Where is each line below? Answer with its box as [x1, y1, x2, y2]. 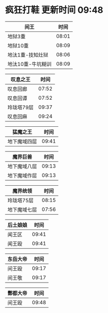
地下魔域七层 [7, 206, 38, 213]
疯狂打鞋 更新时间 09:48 [5, 4, 104, 16]
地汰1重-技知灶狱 [7, 51, 48, 58]
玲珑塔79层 [7, 104, 34, 111]
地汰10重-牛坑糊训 [7, 60, 52, 67]
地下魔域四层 [7, 138, 38, 145]
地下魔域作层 [7, 172, 38, 179]
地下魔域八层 [7, 163, 38, 170]
